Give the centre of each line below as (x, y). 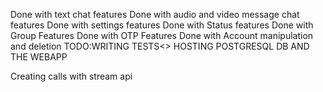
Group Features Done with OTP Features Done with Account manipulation (162, 35)
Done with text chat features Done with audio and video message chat (155, 14)
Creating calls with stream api (71, 76)
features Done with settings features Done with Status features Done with (162, 25)
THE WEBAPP (39, 57)
